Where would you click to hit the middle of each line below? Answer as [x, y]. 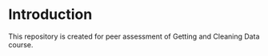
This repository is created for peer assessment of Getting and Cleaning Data [134, 36]
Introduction [50, 15]
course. [21, 44]
